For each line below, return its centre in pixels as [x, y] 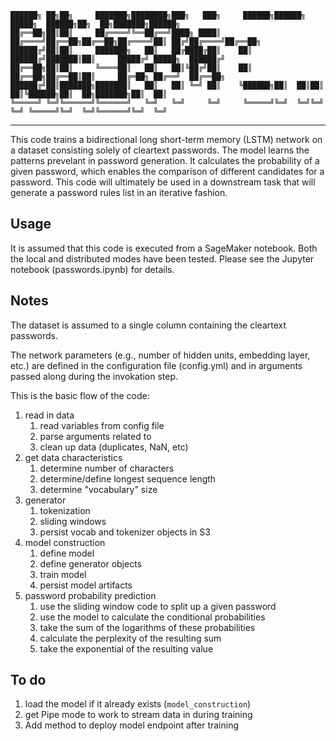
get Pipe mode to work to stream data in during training [138, 715]
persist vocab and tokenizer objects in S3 [125, 532]
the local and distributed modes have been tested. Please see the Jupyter [162, 258]
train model [63, 574]
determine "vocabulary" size [98, 489]
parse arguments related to [95, 436]
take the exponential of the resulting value [126, 648]
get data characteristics [73, 457]
